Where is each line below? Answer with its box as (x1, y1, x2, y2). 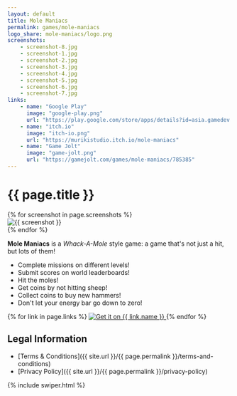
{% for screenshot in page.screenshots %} (7, 210, 133, 219)
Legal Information (7, 333, 87, 345)
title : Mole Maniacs (7, 17, 69, 24)
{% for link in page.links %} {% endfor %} (7, 312, 207, 321)
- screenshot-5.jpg (20, 76, 78, 84)
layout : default (7, 10, 55, 18)
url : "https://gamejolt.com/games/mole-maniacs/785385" (26, 156, 195, 164)
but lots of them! (7, 246, 55, 255)
